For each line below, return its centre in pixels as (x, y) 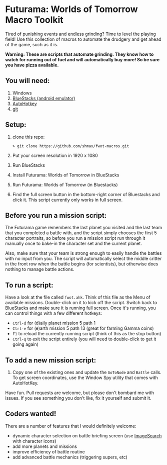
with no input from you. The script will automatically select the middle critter (83, 259)
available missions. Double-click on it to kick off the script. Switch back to (81, 303)
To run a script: (29, 285)
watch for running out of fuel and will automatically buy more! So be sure (82, 59)
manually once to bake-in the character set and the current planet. (74, 244)
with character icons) (34, 441)
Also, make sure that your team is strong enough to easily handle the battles (83, 253)
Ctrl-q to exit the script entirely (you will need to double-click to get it (84, 339)
